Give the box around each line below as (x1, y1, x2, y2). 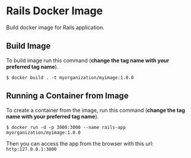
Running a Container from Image (6, 91, 129, 101)
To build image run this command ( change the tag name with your (6, 56, 170, 64)
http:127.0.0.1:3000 (6, 146, 58, 152)
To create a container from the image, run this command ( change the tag (6, 106, 186, 113)
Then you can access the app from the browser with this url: (6, 140, 154, 147)
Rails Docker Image (6, 4, 103, 18)
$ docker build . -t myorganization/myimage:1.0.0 (6, 74, 134, 81)
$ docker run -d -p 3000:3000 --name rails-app (6, 124, 126, 130)
